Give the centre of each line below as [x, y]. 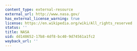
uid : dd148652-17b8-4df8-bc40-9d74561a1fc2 [50, 37]
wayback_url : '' [22, 41]
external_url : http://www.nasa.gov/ [42, 14]
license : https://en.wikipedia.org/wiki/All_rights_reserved [69, 23]
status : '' [16, 28]
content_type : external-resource [39, 9]
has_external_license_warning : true [42, 18]
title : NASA [17, 32]
